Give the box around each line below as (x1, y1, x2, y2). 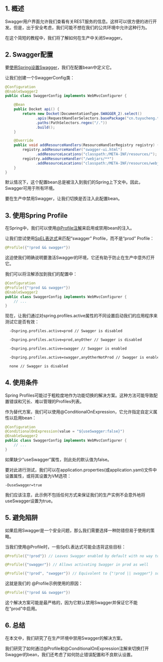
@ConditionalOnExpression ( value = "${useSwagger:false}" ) (5, 429, 125, 434)
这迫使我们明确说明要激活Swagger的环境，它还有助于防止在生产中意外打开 (5, 255, 155, 260)
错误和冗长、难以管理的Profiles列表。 (9, 398, 84, 404)
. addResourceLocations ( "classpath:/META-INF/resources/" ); (35, 152, 158, 157)
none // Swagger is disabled (9, 364, 68, 368)
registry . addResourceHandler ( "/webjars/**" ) (22, 156, 114, 161)
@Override (14, 138, 34, 143)
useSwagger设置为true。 (5, 498, 56, 504)
